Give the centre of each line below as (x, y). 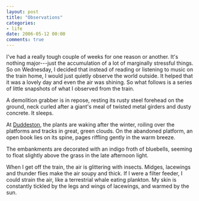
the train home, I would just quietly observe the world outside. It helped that (99, 76)
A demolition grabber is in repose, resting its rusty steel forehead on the (95, 100)
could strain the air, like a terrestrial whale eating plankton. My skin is (91, 180)
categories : (21, 23)
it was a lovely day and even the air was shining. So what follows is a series (99, 82)
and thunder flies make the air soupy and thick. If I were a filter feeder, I (94, 173)
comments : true (25, 40)
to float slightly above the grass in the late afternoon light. (77, 155)
